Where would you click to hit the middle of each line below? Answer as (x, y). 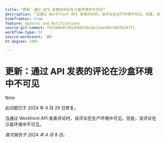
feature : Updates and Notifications (42, 23)
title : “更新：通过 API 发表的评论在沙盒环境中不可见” (55, 10)
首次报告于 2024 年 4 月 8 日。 (36, 135)
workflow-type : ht (24, 32)
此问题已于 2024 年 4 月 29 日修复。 (42, 108)
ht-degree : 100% (22, 42)
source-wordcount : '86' (29, 37)
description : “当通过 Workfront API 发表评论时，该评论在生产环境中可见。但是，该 (83, 14)
